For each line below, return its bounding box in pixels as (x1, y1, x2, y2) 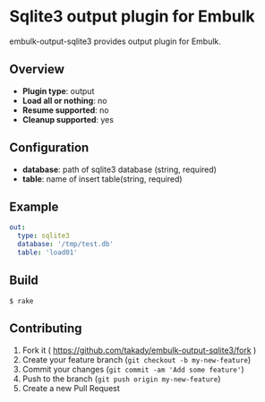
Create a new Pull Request (21, 382, 121, 393)
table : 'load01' (17, 248, 78, 257)
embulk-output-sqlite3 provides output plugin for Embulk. (9, 36, 222, 47)
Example (9, 199, 59, 214)
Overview (9, 62, 65, 77)
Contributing (9, 321, 82, 337)
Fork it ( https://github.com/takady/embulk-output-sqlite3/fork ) (21, 345, 257, 355)
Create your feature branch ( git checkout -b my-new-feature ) (21, 354, 252, 364)
